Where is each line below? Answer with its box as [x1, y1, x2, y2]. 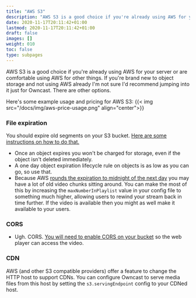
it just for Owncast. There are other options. [6, 86, 111, 93]
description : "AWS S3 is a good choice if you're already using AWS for [6, 14, 187, 20]
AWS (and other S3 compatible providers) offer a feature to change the [6, 267, 177, 275]
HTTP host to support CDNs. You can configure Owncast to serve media [6, 273, 180, 280]
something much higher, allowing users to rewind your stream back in [14, 193, 182, 200]
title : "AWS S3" [6, 8, 45, 15]
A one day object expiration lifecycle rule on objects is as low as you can [14, 162, 190, 169]
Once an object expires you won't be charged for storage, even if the [14, 150, 181, 157]
